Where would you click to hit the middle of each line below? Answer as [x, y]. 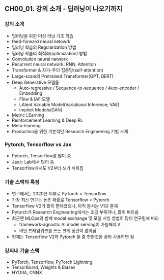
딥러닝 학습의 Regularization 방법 [44, 47]
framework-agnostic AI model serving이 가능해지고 [70, 225]
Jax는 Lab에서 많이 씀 [33, 162]
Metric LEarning [28, 115]
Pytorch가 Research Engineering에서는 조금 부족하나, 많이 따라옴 [75, 212]
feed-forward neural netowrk [41, 41]
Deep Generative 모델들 [35, 82]
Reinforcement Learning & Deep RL [47, 120]
